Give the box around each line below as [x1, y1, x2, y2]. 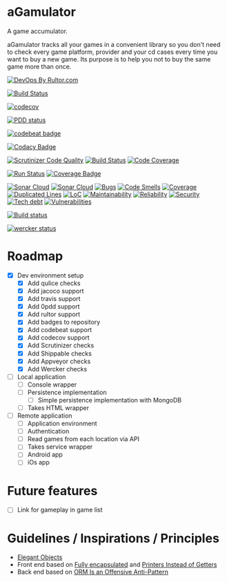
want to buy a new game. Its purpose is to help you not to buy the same [7, 55, 211, 63]
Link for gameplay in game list [17, 505, 103, 514]
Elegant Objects [17, 553, 63, 561]
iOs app [27, 458, 50, 467]
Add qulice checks [27, 279, 81, 287]
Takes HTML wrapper [27, 403, 90, 411]
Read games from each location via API [27, 435, 140, 443]
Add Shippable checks [27, 349, 92, 358]
